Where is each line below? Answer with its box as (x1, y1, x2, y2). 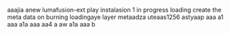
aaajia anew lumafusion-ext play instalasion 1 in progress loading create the (7, 6, 222, 14)
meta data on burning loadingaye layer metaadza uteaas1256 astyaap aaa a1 (7, 13, 224, 21)
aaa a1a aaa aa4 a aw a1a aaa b (7, 20, 96, 28)
